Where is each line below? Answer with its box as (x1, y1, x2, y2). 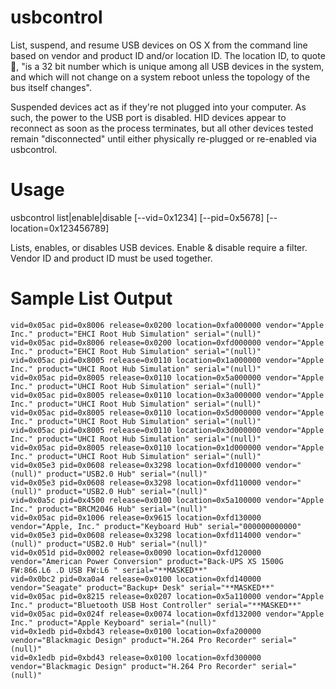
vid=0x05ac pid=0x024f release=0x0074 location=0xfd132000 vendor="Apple (10, 609, 325, 619)
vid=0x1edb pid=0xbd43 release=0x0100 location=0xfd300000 (10, 652, 262, 663)
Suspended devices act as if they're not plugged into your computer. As (10, 101, 307, 113)
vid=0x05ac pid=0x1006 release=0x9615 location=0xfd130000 (10, 512, 262, 523)
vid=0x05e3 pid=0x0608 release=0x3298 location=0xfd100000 (10, 460, 262, 470)
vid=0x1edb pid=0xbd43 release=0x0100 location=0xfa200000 (10, 626, 262, 636)
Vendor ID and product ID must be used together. (10, 252, 213, 264)
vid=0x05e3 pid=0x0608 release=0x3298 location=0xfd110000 (10, 477, 262, 488)
